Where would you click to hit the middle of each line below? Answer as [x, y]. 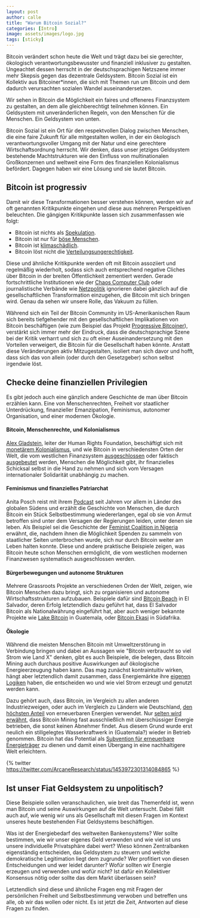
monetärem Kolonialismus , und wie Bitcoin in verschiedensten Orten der [95, 449]
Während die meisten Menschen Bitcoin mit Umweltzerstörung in [86, 645]
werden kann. [23, 689]
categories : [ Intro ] [32, 28]
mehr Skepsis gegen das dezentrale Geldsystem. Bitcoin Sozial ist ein [92, 76]
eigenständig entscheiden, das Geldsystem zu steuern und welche [88, 852]
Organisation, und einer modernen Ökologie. [61, 416]
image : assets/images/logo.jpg [45, 34]
